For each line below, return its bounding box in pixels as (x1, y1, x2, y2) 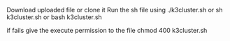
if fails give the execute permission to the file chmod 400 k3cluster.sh (6, 27, 208, 34)
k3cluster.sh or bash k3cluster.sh (6, 13, 102, 21)
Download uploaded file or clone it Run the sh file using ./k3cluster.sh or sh (6, 6, 223, 14)
